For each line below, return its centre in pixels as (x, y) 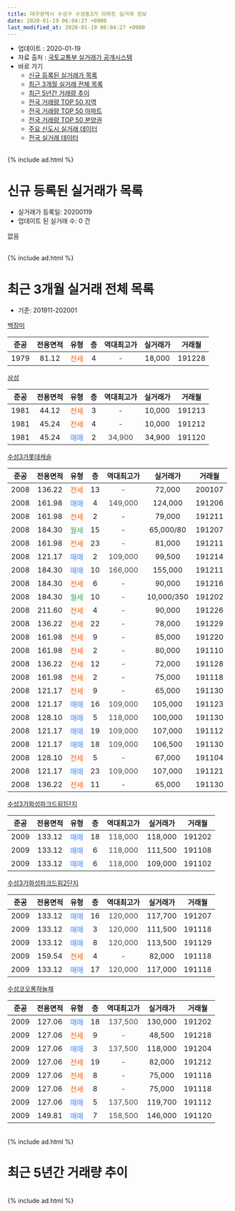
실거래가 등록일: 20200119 (55, 212)
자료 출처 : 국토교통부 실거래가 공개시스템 (75, 57)
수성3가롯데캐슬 (30, 457)
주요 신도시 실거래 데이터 (63, 129)
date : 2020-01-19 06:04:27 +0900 (57, 21)
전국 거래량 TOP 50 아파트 (65, 111)
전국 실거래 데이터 (53, 138)
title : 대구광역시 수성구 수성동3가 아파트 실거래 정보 (77, 14)
